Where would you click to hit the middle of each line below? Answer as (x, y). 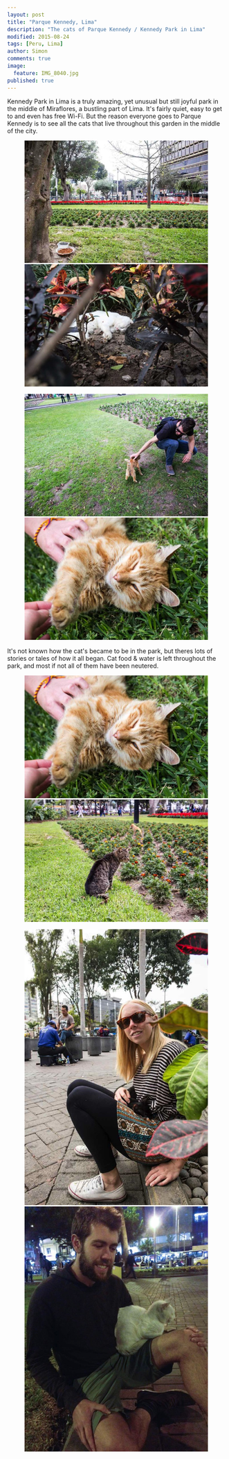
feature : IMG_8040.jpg (46, 73)
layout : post (26, 15)
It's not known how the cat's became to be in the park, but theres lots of (110, 651)
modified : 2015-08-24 (38, 37)
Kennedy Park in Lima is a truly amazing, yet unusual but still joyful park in (113, 101)
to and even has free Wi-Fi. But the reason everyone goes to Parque (104, 116)
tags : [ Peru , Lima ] (35, 44)
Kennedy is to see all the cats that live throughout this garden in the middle (113, 123)
